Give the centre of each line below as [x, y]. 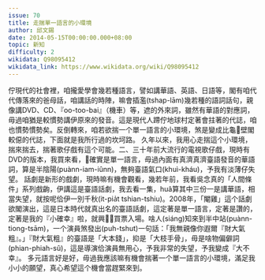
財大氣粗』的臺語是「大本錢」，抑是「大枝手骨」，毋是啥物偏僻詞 [136, 238]
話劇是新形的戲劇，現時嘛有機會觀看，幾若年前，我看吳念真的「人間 [134, 179]
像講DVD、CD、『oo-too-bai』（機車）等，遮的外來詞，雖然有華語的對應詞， [131, 110]
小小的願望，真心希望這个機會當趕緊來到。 [77, 267]
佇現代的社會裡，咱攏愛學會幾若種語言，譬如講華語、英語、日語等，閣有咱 [129, 90]
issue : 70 [24, 15]
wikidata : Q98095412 [42, 60]
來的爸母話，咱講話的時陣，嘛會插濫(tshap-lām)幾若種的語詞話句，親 [141, 100]
